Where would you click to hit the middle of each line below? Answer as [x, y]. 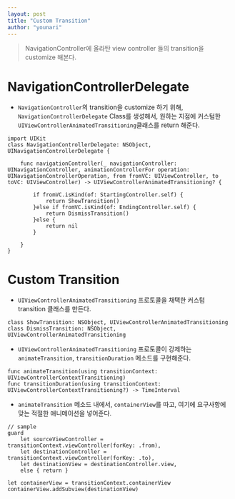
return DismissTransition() [87, 214]
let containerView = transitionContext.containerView [89, 483]
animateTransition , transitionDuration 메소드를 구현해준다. [104, 358]
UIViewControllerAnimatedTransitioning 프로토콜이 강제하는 [105, 349]
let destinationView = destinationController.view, [99, 465]
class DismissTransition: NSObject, [62, 329]
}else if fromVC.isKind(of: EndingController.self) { [115, 208]
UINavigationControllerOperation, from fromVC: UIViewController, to [113, 176]
